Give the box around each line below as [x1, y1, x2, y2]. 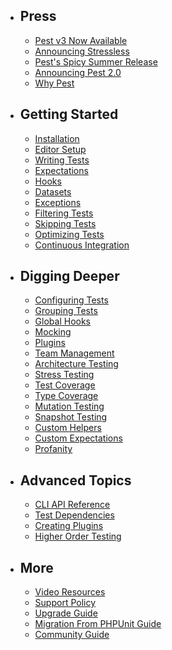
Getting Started [19, 106, 119, 123]
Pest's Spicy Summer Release [34, 55, 158, 68]
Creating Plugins [34, 520, 104, 532]
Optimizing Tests [34, 228, 105, 240]
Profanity [34, 443, 73, 455]
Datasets [34, 185, 72, 198]
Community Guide [34, 629, 110, 641]
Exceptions [34, 196, 82, 208]
